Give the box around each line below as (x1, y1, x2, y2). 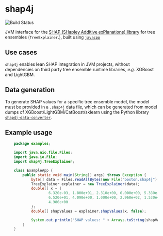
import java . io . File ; (14, 155, 57, 159)
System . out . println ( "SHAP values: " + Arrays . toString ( (31, 217, 147, 222)
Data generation (5, 86, 55, 94)
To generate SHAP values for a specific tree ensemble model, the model (5, 98, 149, 104)
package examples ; (14, 141, 51, 146)
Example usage (5, 128, 52, 137)
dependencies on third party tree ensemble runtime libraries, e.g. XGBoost (5, 66, 154, 72)
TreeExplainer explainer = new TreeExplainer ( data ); (31, 181, 140, 186)
